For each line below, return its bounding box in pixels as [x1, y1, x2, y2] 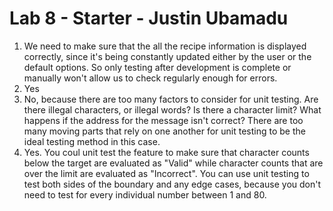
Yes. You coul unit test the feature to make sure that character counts [23, 146, 310, 158]
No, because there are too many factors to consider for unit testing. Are [23, 93, 319, 105]
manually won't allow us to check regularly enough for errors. [23, 72, 278, 84]
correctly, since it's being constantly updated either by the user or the [23, 50, 312, 62]
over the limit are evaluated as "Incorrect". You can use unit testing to [23, 167, 310, 179]
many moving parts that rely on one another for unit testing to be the [23, 125, 306, 137]
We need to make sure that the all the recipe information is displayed [23, 40, 307, 52]
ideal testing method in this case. [23, 135, 161, 147]
